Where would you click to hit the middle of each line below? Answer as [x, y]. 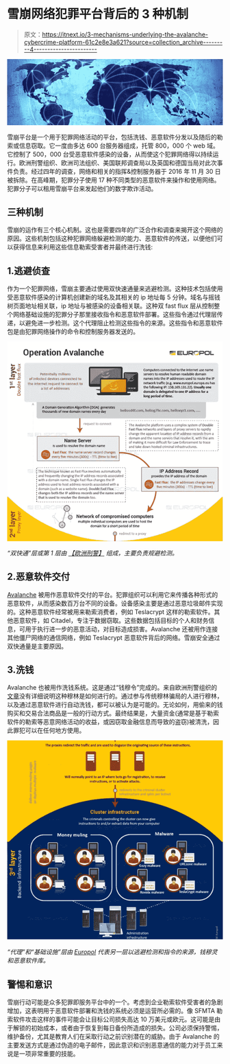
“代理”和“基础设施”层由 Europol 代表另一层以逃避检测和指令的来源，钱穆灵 [112, 952]
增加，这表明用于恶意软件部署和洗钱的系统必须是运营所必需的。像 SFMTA [111, 1010]
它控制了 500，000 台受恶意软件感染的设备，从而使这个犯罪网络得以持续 [110, 154]
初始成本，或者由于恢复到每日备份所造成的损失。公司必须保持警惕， [127, 1028]
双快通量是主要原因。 [37, 646]
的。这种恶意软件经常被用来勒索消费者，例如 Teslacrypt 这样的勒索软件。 [111, 611]
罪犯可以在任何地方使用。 [49, 731]
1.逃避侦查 [29, 271]
